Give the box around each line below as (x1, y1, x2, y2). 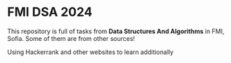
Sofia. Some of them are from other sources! (7, 34, 136, 42)
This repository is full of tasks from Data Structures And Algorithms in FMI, (7, 27, 225, 35)
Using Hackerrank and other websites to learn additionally (7, 48, 174, 56)
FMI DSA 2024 (7, 4, 93, 20)
